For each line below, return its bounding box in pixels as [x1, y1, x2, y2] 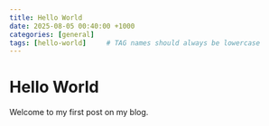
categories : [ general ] [9, 30, 95, 39]
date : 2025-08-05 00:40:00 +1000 [9, 22, 135, 31]
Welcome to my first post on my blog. [9, 107, 149, 118]
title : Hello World [9, 13, 83, 22]
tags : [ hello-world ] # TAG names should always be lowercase [9, 38, 260, 48]
